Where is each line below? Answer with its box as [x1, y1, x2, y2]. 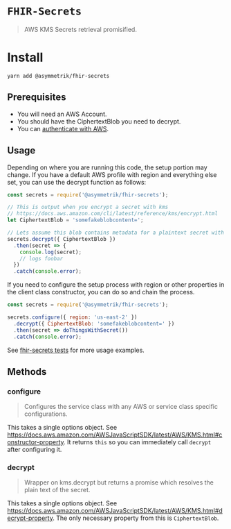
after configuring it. [7, 446, 62, 454]
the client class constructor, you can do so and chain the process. [7, 288, 195, 296]
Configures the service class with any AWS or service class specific [24, 403, 218, 411]
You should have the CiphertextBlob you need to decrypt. [17, 117, 181, 126]
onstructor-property [7, 438, 64, 446]
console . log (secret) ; [19, 249, 82, 255]
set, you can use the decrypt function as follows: [7, 178, 147, 186]
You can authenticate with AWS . [17, 124, 109, 133]
